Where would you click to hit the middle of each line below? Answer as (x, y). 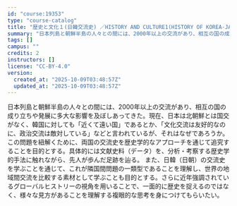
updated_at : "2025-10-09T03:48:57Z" (67, 86)
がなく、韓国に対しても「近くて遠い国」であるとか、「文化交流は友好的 (110, 125)
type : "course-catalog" (42, 20)
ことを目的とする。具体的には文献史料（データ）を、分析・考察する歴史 (118, 151)
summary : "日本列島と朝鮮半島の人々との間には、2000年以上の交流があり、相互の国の (116, 34)
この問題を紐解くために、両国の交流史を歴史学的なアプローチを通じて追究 (115, 143)
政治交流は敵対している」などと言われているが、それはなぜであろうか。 (124, 133)
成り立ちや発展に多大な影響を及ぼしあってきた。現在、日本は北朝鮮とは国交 (118, 116)
